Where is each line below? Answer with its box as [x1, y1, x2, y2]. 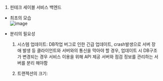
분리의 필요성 [9, 31, 36, 36]
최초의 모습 [9, 15, 32, 21]
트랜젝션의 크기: [17, 71, 48, 76]
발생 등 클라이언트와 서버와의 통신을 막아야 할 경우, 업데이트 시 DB [22, 48, 150, 53]
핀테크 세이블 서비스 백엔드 [9, 4, 62, 10]
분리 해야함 [26, 60, 48, 66]
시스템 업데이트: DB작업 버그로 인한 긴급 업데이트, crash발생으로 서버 [17, 41, 151, 47]
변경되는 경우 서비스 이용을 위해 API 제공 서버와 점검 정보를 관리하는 [22, 54, 153, 60]
